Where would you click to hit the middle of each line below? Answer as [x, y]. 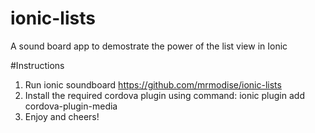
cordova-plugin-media [71, 106]
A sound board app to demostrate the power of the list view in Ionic [149, 46]
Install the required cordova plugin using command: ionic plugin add [164, 95]
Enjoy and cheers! [62, 116]
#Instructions [37, 65]
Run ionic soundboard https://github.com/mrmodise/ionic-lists [153, 84]
